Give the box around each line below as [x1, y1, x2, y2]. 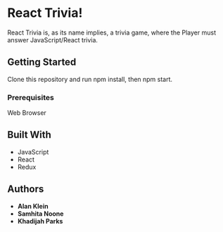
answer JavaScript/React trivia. [7, 35, 98, 44]
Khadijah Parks [17, 216, 63, 225]
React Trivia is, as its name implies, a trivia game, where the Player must [7, 28, 217, 37]
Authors [7, 183, 44, 195]
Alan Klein [17, 202, 49, 210]
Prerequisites [7, 92, 54, 102]
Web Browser [7, 109, 47, 117]
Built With [7, 129, 51, 141]
